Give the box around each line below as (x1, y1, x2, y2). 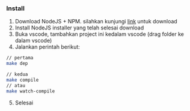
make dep (6, 61, 28, 67)
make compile (6, 77, 39, 83)
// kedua (6, 71, 28, 77)
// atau (6, 82, 26, 88)
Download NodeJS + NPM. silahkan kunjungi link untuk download (14, 18, 177, 25)
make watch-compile (6, 88, 55, 94)
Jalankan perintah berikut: (14, 43, 80, 50)
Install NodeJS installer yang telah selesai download (14, 24, 144, 31)
